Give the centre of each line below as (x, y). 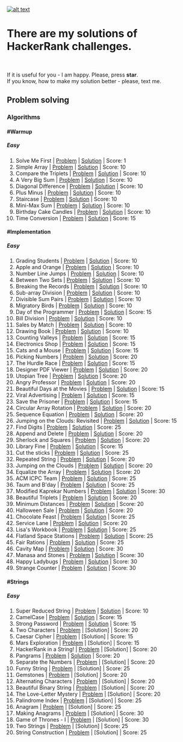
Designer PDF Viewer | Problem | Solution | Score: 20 (82, 370)
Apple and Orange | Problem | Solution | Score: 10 (77, 267)
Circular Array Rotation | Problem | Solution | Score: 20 (83, 408)
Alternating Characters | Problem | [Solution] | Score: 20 (85, 681)
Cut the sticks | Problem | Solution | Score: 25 (72, 453)
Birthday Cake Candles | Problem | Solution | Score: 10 (83, 211)
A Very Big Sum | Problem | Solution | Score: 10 (74, 179)
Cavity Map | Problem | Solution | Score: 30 (69, 549)
